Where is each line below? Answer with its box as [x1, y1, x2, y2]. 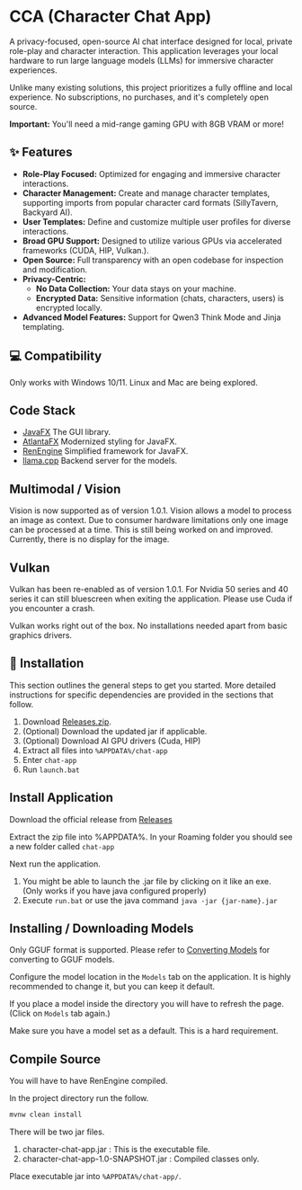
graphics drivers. [9, 630, 73, 640]
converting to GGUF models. [9, 955, 115, 965]
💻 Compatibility [9, 349, 102, 364]
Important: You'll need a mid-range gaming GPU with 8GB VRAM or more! [9, 119, 285, 129]
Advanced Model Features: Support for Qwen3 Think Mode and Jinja [22, 312, 281, 323]
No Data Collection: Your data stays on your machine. [35, 283, 236, 294]
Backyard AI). [22, 207, 74, 218]
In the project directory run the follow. [9, 1093, 149, 1104]
